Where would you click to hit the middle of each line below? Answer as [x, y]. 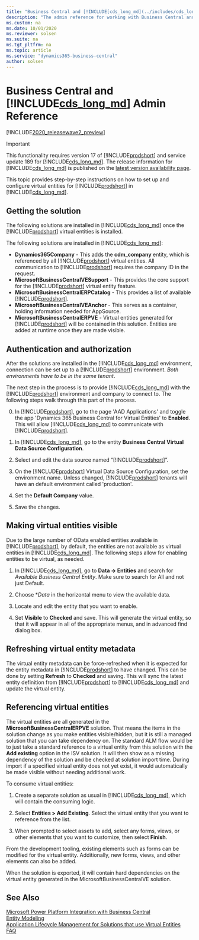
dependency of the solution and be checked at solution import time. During [98, 759]
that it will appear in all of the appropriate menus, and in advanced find [101, 624]
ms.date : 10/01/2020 [32, 28]
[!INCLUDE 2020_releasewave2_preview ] [56, 133]
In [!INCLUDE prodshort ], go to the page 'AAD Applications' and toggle [100, 412]
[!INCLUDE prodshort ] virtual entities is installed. [65, 232]
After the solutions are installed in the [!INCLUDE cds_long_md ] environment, [99, 364]
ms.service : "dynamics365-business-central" [62, 56]
